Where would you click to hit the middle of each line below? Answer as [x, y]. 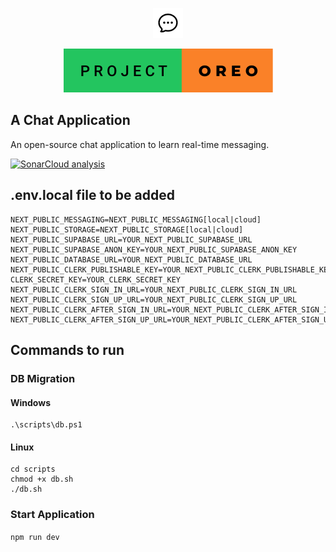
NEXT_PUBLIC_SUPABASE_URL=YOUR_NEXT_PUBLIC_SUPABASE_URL [131, 239]
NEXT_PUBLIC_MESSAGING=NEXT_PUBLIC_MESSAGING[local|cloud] [136, 219]
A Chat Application [70, 120]
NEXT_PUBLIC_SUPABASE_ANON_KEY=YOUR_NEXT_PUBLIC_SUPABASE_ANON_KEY [154, 249]
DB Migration [43, 378]
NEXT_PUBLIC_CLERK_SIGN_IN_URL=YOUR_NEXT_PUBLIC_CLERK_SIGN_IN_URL [154, 289]
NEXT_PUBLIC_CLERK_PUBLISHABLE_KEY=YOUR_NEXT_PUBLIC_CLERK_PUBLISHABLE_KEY [171, 269]
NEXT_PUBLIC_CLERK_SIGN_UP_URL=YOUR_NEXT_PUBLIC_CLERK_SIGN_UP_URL [154, 299]
